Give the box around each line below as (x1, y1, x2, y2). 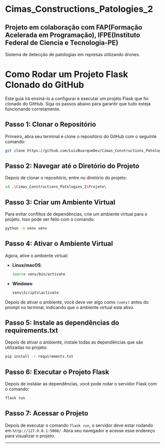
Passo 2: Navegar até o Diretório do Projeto (5, 162, 139, 171)
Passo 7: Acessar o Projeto (5, 409, 88, 417)
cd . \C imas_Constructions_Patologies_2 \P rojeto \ (5, 184, 107, 189)
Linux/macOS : (12, 262, 42, 268)
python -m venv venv (5, 226, 48, 231)
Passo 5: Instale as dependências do (5, 318, 119, 327)
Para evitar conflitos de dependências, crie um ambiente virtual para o (5, 211, 147, 217)
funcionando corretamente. (5, 106, 60, 112)
